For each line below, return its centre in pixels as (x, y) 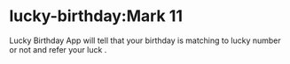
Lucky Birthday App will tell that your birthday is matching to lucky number (145, 40)
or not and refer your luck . (58, 49)
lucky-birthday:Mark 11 (96, 16)
